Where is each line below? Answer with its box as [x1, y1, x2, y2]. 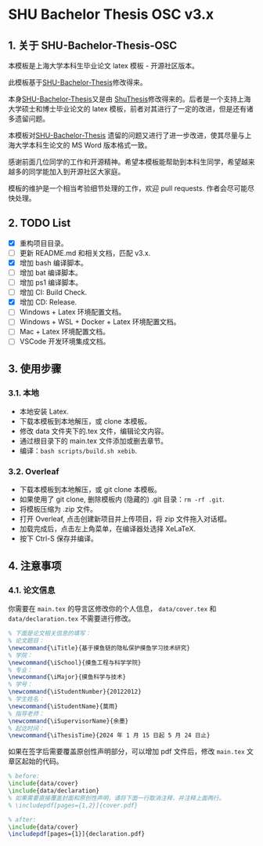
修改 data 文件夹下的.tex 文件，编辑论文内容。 [19, 426, 168, 436]
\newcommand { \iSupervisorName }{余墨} [8, 717, 129, 725]
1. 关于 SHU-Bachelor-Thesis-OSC [8, 38, 178, 52]
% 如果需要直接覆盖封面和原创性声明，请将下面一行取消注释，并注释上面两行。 [8, 794, 225, 802]
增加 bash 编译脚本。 [19, 257, 88, 268]
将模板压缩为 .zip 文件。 [19, 505, 98, 514]
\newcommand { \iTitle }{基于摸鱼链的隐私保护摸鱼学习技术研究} [8, 644, 190, 652]
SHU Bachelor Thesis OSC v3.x [8, 5, 214, 24]
